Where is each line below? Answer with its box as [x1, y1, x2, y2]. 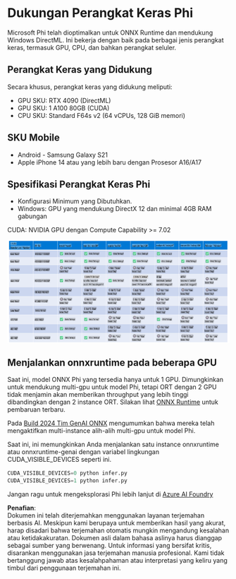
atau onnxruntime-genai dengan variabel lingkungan [7, 448, 160, 456]
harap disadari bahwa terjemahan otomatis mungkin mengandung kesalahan [7, 526, 230, 535]
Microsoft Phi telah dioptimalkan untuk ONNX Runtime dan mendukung [7, 28, 213, 37]
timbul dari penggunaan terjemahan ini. [7, 563, 121, 573]
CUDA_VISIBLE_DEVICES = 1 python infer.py [7, 477, 128, 484]
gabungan [17, 212, 48, 220]
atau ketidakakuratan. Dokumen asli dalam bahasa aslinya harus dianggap [7, 534, 223, 542]
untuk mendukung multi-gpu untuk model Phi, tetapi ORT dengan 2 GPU [7, 383, 217, 391]
